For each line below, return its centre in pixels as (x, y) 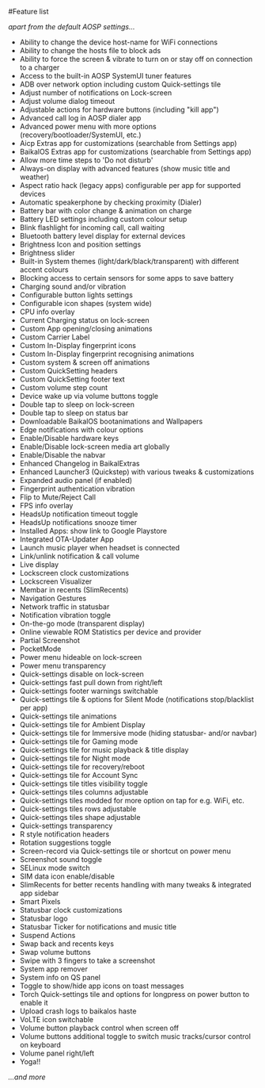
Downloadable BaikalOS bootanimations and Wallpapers (111, 421)
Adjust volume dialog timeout (67, 101)
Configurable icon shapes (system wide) (85, 303)
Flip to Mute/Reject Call (58, 497)
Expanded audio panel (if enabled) (76, 480)
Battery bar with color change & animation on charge (106, 211)
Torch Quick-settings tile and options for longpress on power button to (134, 994)
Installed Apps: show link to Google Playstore (93, 531)
